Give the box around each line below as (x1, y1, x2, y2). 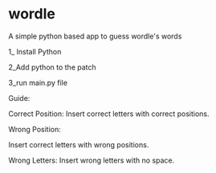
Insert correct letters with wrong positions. (8, 139, 149, 149)
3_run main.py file (8, 78, 68, 87)
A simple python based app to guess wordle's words (8, 31, 182, 41)
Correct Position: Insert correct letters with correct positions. (8, 109, 210, 119)
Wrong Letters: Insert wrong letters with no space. (8, 155, 175, 165)
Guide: (8, 93, 31, 103)
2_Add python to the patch (8, 62, 96, 72)
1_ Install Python (8, 46, 62, 56)
